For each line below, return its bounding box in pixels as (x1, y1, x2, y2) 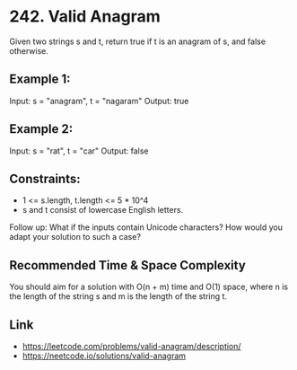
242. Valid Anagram (9, 6, 161, 27)
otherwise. (9, 45, 49, 56)
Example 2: (9, 121, 74, 137)
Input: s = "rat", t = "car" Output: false (9, 145, 150, 156)
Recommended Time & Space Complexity (9, 258, 247, 273)
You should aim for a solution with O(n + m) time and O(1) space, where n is (9, 281, 289, 293)
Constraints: (9, 171, 81, 186)
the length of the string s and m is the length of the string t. (9, 291, 227, 302)
